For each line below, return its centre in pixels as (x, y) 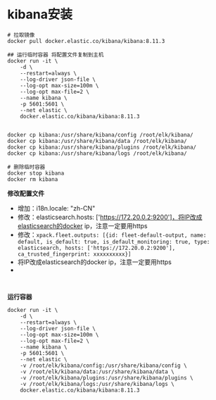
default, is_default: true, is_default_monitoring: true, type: (114, 242)
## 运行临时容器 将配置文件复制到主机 (56, 55)
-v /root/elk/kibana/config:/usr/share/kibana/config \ (104, 365)
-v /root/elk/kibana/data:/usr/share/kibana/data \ (97, 371)
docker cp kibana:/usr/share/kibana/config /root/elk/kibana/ (100, 135)
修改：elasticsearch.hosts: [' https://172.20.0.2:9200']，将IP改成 (110, 217)
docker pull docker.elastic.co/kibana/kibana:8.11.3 (86, 41)
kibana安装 (40, 14)
